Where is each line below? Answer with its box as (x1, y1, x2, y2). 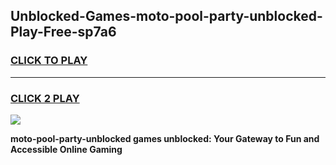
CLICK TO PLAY (10, 54, 88, 68)
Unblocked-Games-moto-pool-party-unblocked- (10, 8, 323, 25)
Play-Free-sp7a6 (10, 24, 117, 41)
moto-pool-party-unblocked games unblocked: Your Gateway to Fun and (10, 132, 320, 144)
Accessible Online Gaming (10, 143, 123, 155)
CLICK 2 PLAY (10, 91, 80, 105)
